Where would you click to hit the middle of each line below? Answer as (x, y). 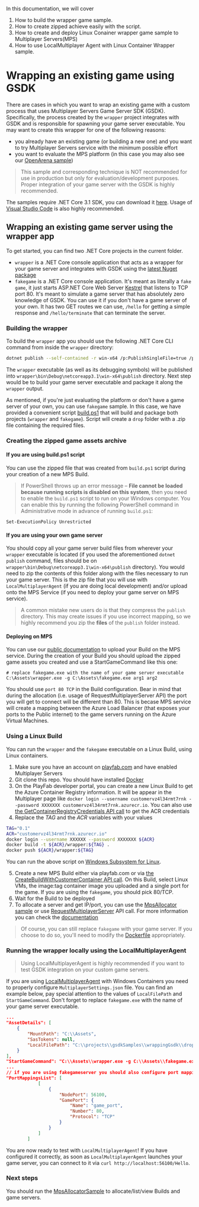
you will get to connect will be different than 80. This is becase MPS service (99, 702)
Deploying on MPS (29, 636)
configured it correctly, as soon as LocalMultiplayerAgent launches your (94, 1157)
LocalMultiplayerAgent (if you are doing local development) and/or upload (97, 586)
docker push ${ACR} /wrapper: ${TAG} (50, 850)
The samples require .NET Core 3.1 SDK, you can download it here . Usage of (99, 202)
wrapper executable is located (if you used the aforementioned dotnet (91, 555)
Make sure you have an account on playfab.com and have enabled (96, 767)
